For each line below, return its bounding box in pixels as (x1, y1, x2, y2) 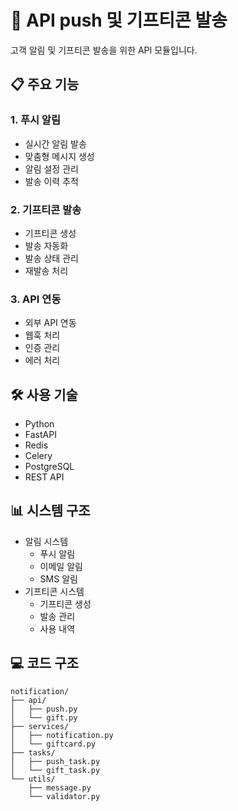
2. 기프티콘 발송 (10, 202, 82, 216)
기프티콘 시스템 (24, 585, 85, 597)
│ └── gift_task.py (10, 765, 101, 775)
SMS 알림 (39, 572, 78, 585)
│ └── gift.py (10, 712, 78, 723)
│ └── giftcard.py (10, 739, 97, 749)
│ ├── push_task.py (10, 756, 101, 766)
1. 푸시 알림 (10, 113, 61, 127)
